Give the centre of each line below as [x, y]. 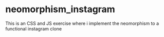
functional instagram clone [34, 28]
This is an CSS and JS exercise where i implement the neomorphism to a [82, 23]
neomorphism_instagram [60, 9]
